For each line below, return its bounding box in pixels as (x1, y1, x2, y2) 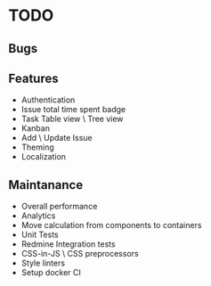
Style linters (20, 257, 66, 268)
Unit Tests (20, 229, 59, 241)
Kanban (20, 123, 51, 134)
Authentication (20, 94, 76, 105)
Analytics (20, 210, 56, 221)
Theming (20, 142, 54, 152)
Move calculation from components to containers (20, 220, 202, 231)
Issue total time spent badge (20, 104, 126, 115)
